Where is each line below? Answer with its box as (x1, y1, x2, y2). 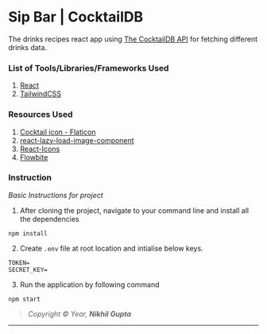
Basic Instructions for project (8, 190, 103, 200)
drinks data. (8, 42, 48, 52)
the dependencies (19, 214, 79, 223)
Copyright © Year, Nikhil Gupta (27, 309, 132, 318)
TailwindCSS (19, 89, 62, 99)
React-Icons (19, 144, 60, 153)
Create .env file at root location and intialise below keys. (19, 243, 204, 253)
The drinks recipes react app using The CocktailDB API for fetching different (8, 34, 258, 44)
